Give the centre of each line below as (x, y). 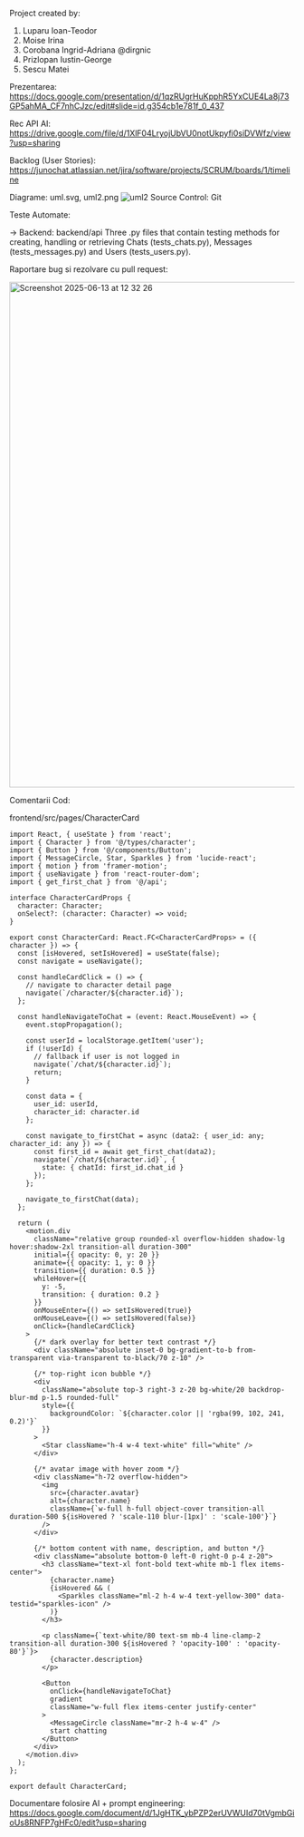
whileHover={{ (60, 1278)
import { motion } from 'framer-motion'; (89, 866)
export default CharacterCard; (68, 1786)
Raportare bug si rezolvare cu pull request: (89, 269)
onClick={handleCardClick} (84, 1327)
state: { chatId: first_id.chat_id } (113, 1168)
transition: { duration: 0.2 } (101, 1295)
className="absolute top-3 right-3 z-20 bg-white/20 (143, 1390)
